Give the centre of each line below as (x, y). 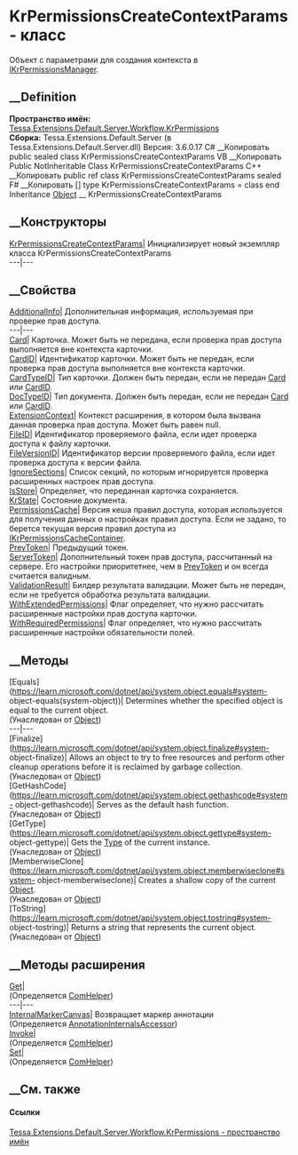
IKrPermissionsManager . (54, 69)
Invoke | (23, 1033)
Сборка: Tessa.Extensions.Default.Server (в (90, 137)
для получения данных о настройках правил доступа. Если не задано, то (148, 519)
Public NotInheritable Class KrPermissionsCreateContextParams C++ (136, 165)
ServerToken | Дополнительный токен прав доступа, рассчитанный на (141, 557)
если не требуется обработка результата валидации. (110, 595)
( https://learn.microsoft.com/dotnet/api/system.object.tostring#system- (141, 918)
